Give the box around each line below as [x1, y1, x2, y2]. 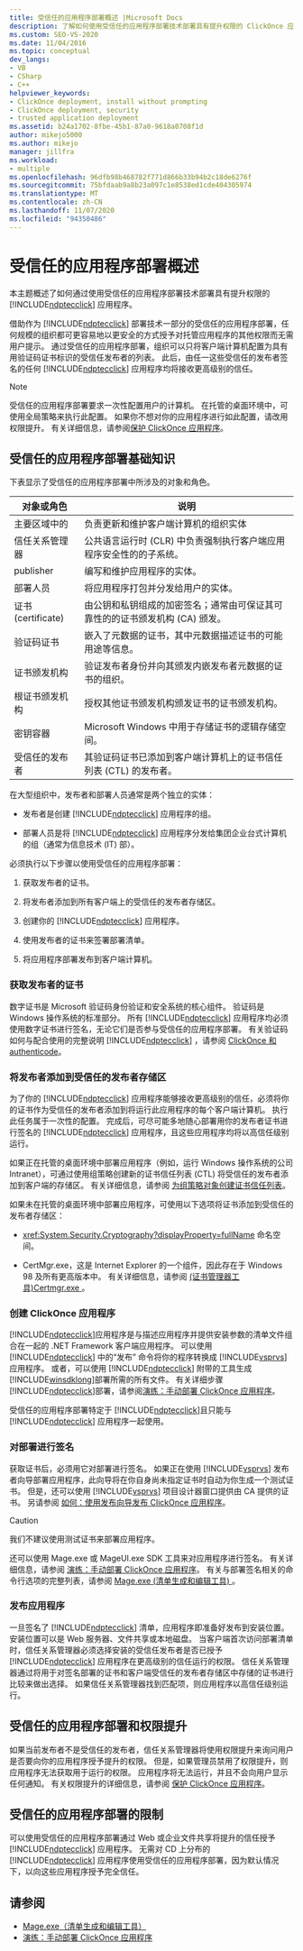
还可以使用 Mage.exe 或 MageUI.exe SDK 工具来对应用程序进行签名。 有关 [9, 1553, 286, 1563]
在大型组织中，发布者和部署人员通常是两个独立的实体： [9, 790, 215, 801]
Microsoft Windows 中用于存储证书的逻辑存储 [84, 720, 278, 733]
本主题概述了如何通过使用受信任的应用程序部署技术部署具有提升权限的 [9, 288, 271, 298]
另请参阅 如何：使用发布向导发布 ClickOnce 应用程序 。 [26, 1497, 231, 1507]
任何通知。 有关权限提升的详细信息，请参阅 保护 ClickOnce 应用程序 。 [9, 1778, 271, 1789]
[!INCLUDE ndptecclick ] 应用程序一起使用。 [9, 1416, 170, 1427]
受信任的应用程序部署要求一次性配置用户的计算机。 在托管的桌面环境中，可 [9, 399, 289, 410]
